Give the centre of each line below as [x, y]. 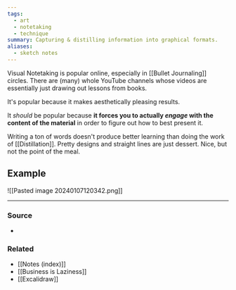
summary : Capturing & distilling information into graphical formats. [113, 40]
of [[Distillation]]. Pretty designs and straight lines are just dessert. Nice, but [117, 144]
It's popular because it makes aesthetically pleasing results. [94, 101]
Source [20, 215]
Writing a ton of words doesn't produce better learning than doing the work [116, 136]
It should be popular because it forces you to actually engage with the [111, 115]
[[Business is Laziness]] [52, 272]
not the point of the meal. [44, 151]
